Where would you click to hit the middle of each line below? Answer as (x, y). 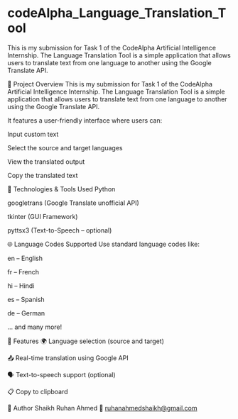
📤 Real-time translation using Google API (68, 358)
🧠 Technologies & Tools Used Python (61, 189)
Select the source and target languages (65, 147)
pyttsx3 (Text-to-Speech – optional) (60, 230)
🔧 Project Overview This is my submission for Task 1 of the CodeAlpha (110, 84)
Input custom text (33, 134)
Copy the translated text (43, 175)
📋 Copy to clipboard (38, 391)
